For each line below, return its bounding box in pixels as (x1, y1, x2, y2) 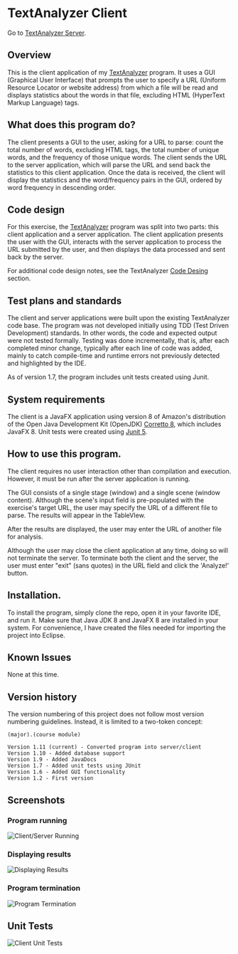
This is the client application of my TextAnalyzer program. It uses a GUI (7, 68, 215, 76)
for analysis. (7, 532, 43, 541)
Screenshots (7, 794, 65, 806)
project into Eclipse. (7, 631, 65, 640)
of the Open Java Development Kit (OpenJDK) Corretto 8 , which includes (7, 420, 222, 428)
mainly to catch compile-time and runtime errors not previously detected (7, 351, 220, 360)
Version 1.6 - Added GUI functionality (7, 768, 126, 776)
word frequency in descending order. (7, 183, 116, 191)
